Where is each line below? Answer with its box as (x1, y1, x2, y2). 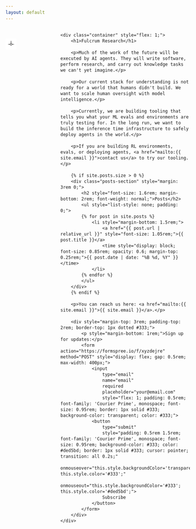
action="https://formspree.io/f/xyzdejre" (60, 348, 166, 354)
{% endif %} (70, 290, 100, 296)
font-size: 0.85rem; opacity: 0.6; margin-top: (60, 249, 179, 255)
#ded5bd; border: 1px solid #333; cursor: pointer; (60, 448, 189, 454)
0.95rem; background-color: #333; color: (75, 442, 179, 448)
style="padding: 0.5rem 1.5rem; (102, 430, 181, 436)
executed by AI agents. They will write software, (60, 56, 187, 61)
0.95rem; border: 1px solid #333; (75, 407, 160, 413)
